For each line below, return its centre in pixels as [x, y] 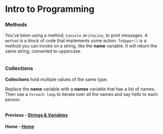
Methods [16, 25]
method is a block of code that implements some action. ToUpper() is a [76, 41]
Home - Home [20, 126]
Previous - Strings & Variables [37, 115]
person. [13, 99]
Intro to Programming [50, 9]
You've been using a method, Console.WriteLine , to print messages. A [77, 35]
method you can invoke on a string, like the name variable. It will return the [81, 46]
